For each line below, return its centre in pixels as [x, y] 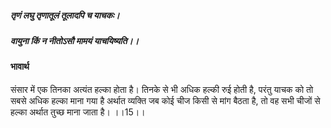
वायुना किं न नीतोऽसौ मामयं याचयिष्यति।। [75, 40]
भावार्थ [20, 67]
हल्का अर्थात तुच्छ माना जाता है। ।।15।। [78, 112]
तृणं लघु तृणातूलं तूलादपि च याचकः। [65, 15]
